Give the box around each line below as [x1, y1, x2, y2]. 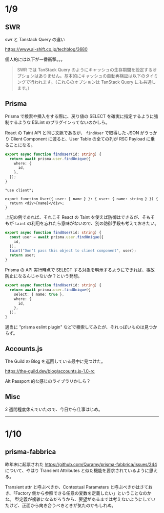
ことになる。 [9, 142, 35, 148]
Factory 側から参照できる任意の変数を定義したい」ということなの [15, 490, 147, 496]
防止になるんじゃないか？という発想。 [5, 273, 82, 279]
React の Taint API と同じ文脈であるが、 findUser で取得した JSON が [5, 130, 145, 136]
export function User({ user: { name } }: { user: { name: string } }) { [5, 196, 159, 201]
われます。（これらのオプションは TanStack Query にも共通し [34, 79, 156, 85]
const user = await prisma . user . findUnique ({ [9, 234, 104, 239]
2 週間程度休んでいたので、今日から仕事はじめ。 [5, 406, 103, 412]
